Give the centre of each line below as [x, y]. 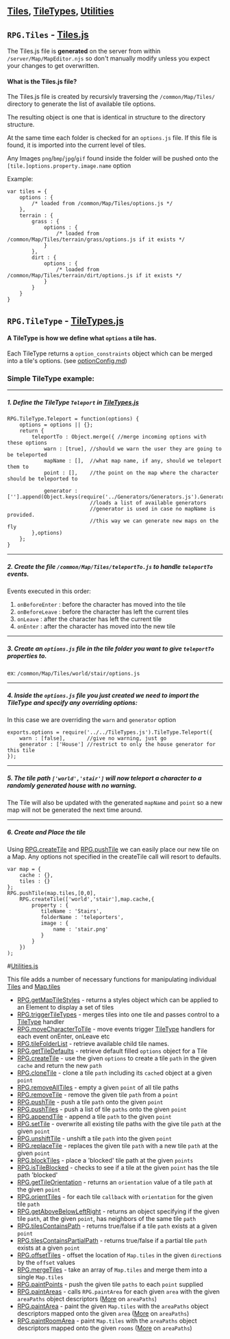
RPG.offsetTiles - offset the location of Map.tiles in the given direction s [119, 1255]
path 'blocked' [37, 1175]
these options [27, 443]
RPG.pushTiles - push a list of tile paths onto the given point [102, 1109]
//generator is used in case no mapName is [153, 509]
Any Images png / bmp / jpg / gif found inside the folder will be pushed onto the [113, 159]
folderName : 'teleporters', [82, 918]
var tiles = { [27, 191]
